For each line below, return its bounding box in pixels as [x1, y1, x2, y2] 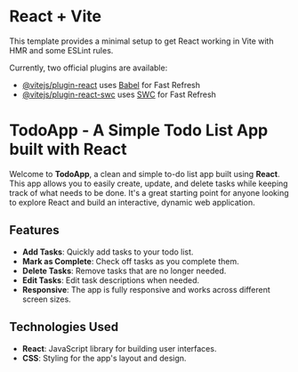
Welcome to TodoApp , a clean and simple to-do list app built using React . [9, 168, 280, 179]
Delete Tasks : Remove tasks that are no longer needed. [21, 265, 227, 276]
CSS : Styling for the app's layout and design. [21, 352, 187, 363]
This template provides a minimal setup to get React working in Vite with [9, 36, 274, 46]
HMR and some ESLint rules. [9, 44, 114, 55]
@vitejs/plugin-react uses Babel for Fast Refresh [21, 79, 201, 90]
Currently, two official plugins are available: [9, 62, 168, 73]
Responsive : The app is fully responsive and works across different [21, 284, 271, 295]
